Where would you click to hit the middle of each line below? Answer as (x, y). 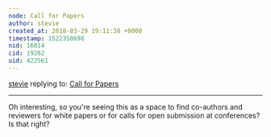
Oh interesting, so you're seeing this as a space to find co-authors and (126, 106)
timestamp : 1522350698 (46, 38)
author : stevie (34, 23)
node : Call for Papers (46, 16)
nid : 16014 (27, 46)
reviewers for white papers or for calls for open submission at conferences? (134, 115)
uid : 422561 (28, 61)
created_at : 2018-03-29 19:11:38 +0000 (75, 31)
